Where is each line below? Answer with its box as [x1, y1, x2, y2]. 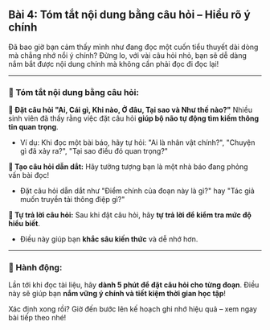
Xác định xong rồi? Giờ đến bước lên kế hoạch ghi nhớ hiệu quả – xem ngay [8, 304, 257, 314]
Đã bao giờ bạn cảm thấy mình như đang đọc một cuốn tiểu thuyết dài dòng [8, 42, 259, 52]
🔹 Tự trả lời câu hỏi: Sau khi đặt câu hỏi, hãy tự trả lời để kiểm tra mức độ [8, 210, 252, 220]
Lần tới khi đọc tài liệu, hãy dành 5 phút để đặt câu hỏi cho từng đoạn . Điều [8, 280, 260, 290]
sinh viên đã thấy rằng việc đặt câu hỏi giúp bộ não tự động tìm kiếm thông [8, 113, 260, 123]
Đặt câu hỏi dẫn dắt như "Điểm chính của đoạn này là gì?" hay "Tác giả [19, 186, 255, 196]
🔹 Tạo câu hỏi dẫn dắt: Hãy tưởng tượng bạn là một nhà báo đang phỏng [8, 162, 248, 171]
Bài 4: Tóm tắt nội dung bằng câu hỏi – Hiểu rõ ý [8, 8, 251, 22]
